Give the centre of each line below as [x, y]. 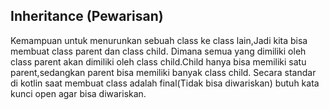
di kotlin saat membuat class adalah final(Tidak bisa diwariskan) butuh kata [165, 83]
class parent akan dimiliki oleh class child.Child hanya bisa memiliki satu [158, 61]
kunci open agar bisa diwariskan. [78, 93]
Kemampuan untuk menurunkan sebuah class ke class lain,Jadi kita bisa [159, 40]
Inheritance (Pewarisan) [87, 16]
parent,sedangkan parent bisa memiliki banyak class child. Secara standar [163, 72]
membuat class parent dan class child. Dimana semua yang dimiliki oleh [158, 51]
